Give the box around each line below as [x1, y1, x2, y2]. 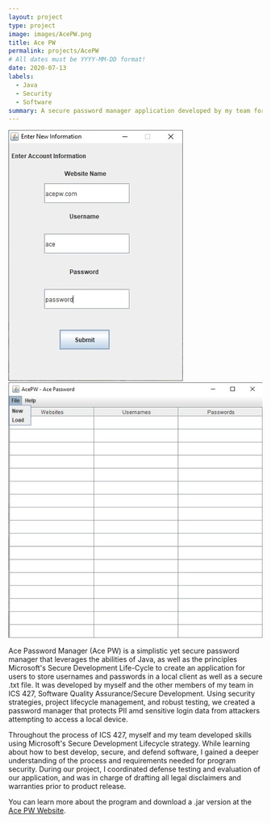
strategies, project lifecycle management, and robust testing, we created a [8, 697, 256, 707]
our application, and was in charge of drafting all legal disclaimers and [8, 772, 242, 782]
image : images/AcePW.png [8, 30, 92, 38]
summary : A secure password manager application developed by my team [8, 106, 251, 114]
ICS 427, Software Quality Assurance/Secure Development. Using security [8, 688, 256, 698]
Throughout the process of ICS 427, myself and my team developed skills [8, 729, 252, 739]
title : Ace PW [8, 39, 56, 47]
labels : [8, 73, 35, 81]
